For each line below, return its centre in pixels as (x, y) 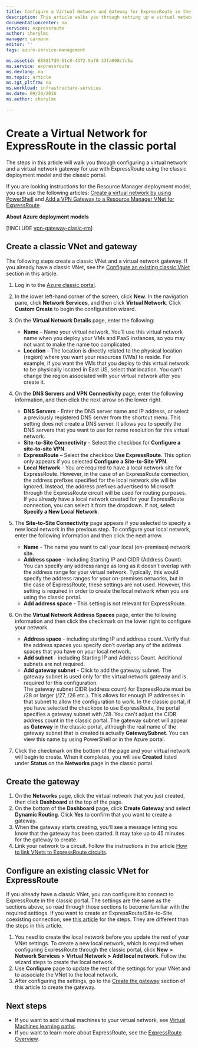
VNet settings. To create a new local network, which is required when (99, 943)
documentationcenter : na (37, 22)
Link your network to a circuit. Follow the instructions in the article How (101, 846)
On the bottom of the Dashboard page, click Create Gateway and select (103, 808)
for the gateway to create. (46, 840)
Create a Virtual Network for (77, 133)
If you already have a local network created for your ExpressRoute (104, 499)
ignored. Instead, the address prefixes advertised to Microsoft (98, 486)
